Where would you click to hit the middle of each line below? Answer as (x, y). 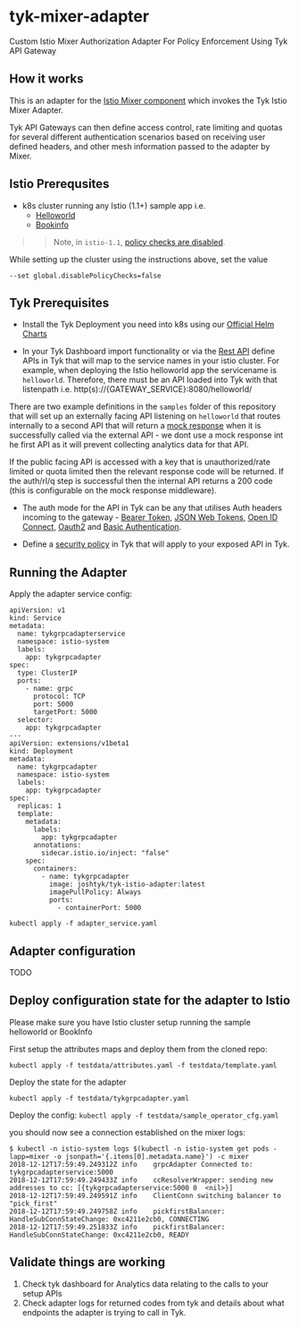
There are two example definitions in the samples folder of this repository (143, 407)
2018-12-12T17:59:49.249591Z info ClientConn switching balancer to (145, 1195)
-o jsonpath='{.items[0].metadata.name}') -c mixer (151, 1156)
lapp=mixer (29, 1156)
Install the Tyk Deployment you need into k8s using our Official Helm (148, 325)
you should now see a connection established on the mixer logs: (127, 1132)
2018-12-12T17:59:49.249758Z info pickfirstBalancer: (117, 1211)
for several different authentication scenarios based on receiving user (137, 137)
